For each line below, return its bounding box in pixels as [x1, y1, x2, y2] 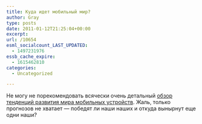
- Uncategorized [12, 70, 53, 76]
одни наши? [6, 111, 38, 119]
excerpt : [6, 31, 29, 37]
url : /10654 [6, 37, 36, 43]
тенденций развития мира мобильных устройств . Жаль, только [6, 99, 171, 106]
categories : [6, 64, 36, 71]
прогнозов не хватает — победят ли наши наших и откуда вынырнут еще [6, 105, 196, 112]
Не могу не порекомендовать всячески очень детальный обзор [6, 92, 173, 99]
